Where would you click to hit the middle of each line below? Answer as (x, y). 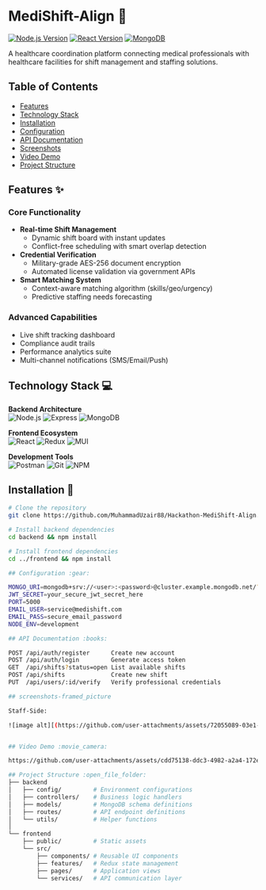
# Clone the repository (47, 508)
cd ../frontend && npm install (60, 559)
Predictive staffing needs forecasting (92, 297)
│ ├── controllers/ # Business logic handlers (95, 797)
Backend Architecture (45, 409)
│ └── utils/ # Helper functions (83, 819)
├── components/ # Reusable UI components (108, 856)
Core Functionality (45, 212)
